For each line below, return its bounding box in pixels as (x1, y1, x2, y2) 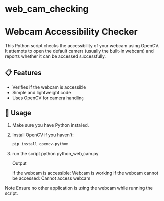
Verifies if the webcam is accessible (12, 84, 86, 90)
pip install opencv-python (12, 141, 69, 146)
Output (12, 160, 27, 166)
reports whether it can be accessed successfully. (5, 53, 106, 59)
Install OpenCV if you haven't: (12, 132, 74, 138)
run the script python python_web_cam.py (12, 150, 99, 156)
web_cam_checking (5, 3, 89, 15)
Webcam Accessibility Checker (5, 26, 138, 38)
